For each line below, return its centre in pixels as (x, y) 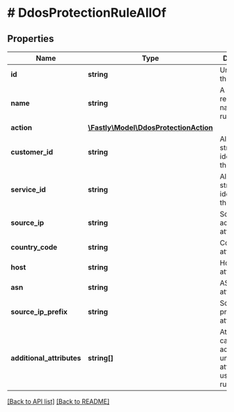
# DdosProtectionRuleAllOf (87, 13)
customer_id (32, 152)
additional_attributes (46, 358)
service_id (29, 190)
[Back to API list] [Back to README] (58, 402)
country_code (34, 247)
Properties (31, 39)
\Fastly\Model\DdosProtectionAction (151, 127)
